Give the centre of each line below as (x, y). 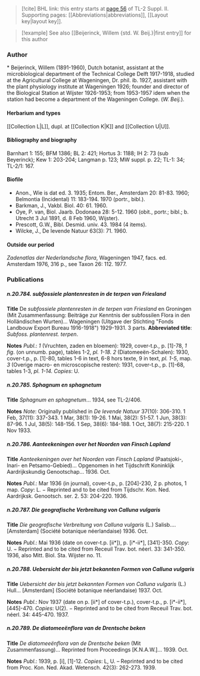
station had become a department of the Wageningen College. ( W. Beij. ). (96, 99)
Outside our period (31, 245)
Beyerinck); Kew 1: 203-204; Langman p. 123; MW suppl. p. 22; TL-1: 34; (96, 159)
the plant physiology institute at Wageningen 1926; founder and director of (98, 87)
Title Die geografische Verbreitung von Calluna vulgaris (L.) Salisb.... (91, 524)
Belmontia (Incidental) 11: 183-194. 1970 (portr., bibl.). (80, 199)
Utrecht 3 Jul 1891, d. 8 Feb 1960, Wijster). (67, 218)
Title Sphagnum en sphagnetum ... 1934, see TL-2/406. (74, 400)
